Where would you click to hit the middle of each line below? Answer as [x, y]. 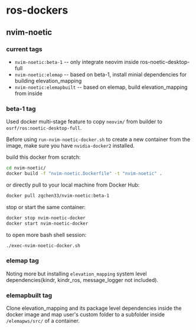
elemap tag [23, 261]
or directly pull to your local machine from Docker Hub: [73, 185]
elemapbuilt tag [29, 295]
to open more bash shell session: [46, 235]
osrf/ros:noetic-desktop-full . [44, 128]
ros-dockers [37, 10]
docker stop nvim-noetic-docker [46, 218]
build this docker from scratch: [43, 157]
